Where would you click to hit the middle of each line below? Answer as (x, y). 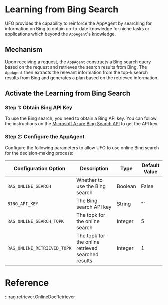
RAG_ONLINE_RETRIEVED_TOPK (40, 248)
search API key (94, 207)
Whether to (90, 180)
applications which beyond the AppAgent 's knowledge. (61, 34)
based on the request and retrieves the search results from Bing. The (76, 67)
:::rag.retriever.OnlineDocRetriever (40, 297)
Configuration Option (40, 168)
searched (88, 254)
